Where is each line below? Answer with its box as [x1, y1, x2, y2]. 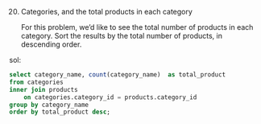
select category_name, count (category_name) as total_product [9, 71, 226, 79]
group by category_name [9, 101, 89, 109]
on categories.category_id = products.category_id [23, 93, 197, 101]
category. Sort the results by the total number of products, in [20, 31, 222, 40]
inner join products [9, 85, 79, 93]
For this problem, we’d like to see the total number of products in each [20, 23, 254, 31]
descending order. [20, 39, 82, 49]
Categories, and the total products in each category [20, 7, 193, 16]
